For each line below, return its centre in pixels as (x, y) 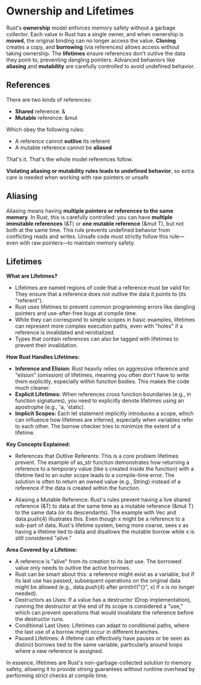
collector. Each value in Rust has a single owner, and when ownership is (95, 34)
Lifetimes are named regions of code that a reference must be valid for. (103, 288)
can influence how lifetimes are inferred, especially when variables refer (104, 420)
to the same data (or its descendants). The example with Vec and (95, 513)
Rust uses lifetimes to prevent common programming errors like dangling (105, 307)
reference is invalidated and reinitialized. (65, 333)
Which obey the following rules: (45, 129)
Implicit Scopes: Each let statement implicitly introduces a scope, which (104, 413)
